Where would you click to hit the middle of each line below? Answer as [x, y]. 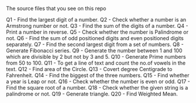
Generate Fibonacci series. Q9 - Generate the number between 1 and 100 [94, 51]
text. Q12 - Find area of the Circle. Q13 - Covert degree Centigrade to [89, 69]
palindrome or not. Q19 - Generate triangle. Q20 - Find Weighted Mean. [92, 94]
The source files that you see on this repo [56, 8]
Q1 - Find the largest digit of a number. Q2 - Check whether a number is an [96, 19]
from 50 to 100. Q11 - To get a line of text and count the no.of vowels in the [96, 63]
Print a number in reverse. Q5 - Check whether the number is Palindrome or [97, 32]
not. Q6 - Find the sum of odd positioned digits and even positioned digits [95, 38]
